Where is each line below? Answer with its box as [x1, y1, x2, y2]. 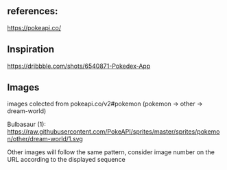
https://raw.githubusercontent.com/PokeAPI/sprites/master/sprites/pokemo [7, 127, 220, 136]
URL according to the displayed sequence [7, 156, 126, 164]
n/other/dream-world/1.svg [7, 135, 84, 143]
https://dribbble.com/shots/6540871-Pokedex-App [7, 62, 151, 70]
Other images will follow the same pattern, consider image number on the [7, 148, 215, 156]
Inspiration [7, 44, 55, 56]
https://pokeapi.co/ [7, 23, 62, 32]
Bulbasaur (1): [7, 120, 47, 129]
